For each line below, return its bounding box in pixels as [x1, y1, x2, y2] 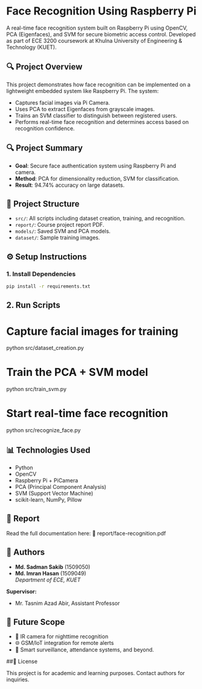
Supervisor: [6, 587, 37, 595]
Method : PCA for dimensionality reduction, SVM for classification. [15, 175, 180, 182]
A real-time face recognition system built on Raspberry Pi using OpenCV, [6, 24, 188, 31]
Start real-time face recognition [6, 407, 168, 421]
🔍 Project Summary [6, 143, 83, 154]
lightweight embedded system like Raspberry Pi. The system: [6, 87, 159, 94]
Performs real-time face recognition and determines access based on [15, 118, 189, 125]
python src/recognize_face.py [6, 427, 81, 434]
